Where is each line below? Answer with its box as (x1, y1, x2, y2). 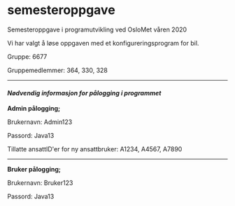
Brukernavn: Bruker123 (7, 179, 73, 187)
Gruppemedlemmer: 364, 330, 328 (7, 66, 108, 74)
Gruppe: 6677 (7, 52, 48, 61)
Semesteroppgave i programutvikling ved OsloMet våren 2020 (7, 25, 187, 34)
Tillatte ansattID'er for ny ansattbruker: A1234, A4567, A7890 (7, 145, 183, 153)
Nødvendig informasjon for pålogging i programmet (7, 88, 162, 97)
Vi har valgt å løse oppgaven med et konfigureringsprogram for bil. (7, 39, 199, 47)
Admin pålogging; (7, 104, 61, 113)
